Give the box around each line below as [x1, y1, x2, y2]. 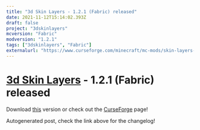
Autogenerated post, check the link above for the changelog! [6, 117, 155, 124]
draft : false [6, 20, 39, 26]
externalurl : [6, 48, 39, 54]
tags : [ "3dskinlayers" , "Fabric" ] [6, 42, 92, 48]
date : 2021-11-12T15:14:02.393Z [6, 14, 86, 20]
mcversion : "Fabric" [6, 31, 58, 37]
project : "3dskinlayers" [6, 25, 68, 32]
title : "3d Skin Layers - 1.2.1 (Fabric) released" [6, 8, 137, 15]
